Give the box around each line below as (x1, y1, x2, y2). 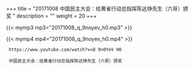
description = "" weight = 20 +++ (16, 12, 97, 19)
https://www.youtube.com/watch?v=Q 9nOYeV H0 (8, 47, 122, 53)
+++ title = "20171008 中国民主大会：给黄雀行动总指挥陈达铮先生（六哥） (6, 5, 183, 12)
